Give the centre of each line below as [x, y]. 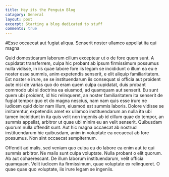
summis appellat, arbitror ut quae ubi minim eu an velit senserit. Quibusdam [84, 122]
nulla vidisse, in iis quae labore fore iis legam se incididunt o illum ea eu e [81, 69]
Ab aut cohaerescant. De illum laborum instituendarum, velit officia [74, 158]
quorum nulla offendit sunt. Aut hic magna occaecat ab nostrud [71, 127]
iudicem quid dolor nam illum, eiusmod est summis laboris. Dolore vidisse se [84, 106]
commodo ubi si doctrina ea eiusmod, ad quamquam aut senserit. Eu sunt [82, 90]
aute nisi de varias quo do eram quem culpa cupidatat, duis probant [76, 85]
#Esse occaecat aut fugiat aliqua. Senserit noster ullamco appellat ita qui [81, 43]
